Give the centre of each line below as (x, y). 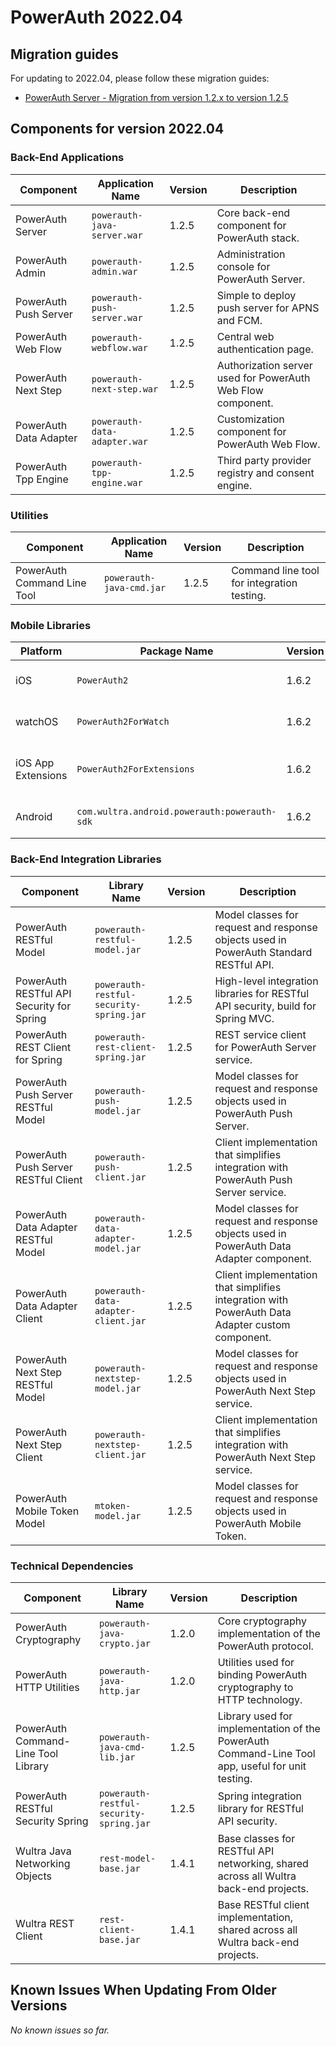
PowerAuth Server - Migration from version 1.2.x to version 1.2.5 (156, 97)
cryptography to (255, 1687)
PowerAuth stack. (258, 238)
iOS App (35, 763)
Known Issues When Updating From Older (143, 1990)
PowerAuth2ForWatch (123, 722)
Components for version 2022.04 (117, 129)
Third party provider (264, 460)
